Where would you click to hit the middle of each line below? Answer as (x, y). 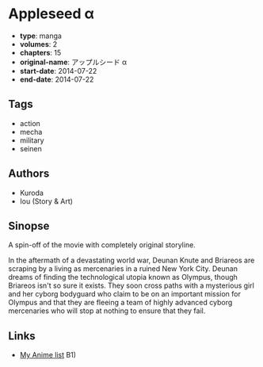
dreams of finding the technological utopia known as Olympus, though (123, 277)
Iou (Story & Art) (46, 201)
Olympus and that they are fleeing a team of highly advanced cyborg (120, 303)
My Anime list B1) (48, 355)
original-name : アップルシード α (73, 62)
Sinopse (29, 226)
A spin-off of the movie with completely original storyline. (102, 245)
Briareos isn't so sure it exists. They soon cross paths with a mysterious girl (131, 285)
